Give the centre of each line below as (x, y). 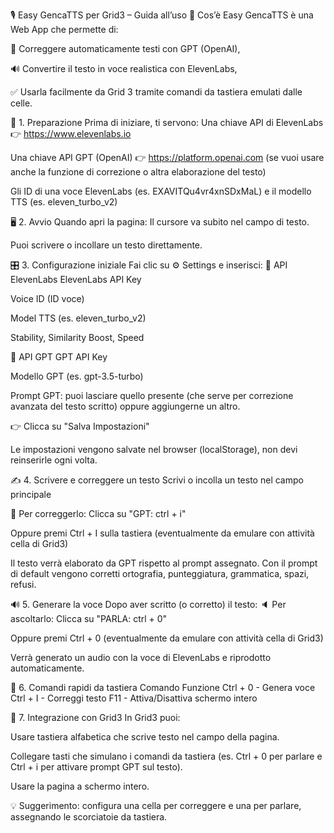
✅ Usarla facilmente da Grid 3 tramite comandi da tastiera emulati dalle (156, 92)
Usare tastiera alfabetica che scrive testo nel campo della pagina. (145, 737)
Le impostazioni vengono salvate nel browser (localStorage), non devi (154, 449)
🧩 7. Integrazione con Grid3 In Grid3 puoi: (95, 717)
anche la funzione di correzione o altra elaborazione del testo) (138, 172)
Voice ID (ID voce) (47, 298)
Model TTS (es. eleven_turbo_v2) (78, 318)
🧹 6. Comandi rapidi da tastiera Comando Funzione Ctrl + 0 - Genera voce (163, 687)
